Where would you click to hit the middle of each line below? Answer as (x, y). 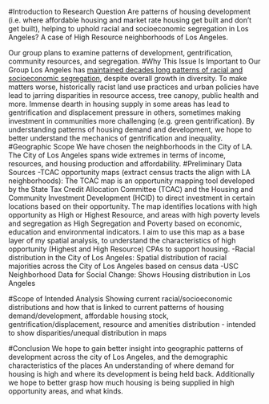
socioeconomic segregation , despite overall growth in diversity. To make (128, 78)
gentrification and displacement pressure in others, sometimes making (125, 112)
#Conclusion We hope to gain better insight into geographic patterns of (126, 348)
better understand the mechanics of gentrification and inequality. (116, 138)
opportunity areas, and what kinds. (66, 391)
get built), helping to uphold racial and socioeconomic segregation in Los (128, 29)
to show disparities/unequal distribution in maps (87, 333)
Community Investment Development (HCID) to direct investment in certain (132, 198)
